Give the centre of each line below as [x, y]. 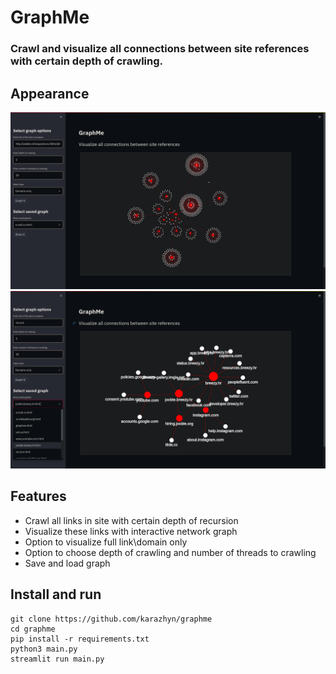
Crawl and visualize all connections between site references [160, 49]
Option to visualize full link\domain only [106, 542]
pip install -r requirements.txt [80, 639]
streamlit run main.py [57, 659]
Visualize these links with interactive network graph [131, 531]
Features [38, 496]
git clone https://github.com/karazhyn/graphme [111, 619]
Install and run [56, 594]
